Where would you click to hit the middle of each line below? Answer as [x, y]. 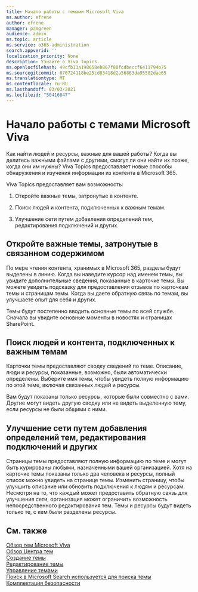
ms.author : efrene [29, 17]
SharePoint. [20, 323]
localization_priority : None [42, 56]
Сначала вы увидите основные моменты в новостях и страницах [89, 317]
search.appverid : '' [32, 51]
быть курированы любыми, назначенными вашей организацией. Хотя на [99, 468]
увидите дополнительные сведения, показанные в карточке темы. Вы [95, 280]
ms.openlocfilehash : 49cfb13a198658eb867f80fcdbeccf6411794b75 [86, 67]
